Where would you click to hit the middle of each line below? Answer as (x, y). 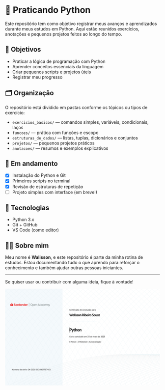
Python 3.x (23, 220)
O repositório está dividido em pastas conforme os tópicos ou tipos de (76, 107)
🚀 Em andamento (31, 163)
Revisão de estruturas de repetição (48, 187)
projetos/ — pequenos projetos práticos (53, 143)
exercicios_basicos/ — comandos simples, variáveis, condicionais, (80, 122)
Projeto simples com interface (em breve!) (55, 192)
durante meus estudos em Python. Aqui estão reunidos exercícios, (72, 28)
